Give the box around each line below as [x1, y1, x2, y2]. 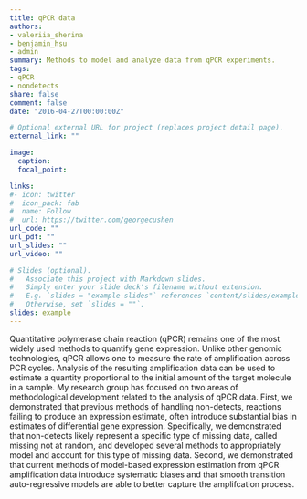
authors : [9, 22, 43, 31]
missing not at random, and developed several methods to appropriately [9, 440, 281, 451]
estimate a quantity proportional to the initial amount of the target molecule [9, 371, 291, 383]
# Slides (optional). [9, 265, 92, 275]
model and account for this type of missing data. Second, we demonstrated [9, 449, 294, 461]
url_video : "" [9, 249, 64, 258]
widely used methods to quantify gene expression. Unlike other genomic [9, 343, 283, 354]
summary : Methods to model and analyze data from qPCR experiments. [9, 56, 276, 65]
